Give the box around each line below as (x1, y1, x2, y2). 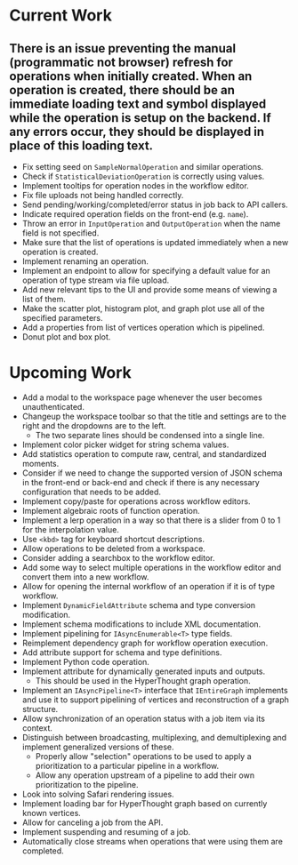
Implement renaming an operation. (21, 256, 149, 267)
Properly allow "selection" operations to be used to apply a (35, 750, 252, 761)
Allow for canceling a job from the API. (21, 817, 164, 828)
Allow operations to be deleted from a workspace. (21, 543, 206, 554)
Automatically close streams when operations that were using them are (21, 836, 283, 846)
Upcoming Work (9, 363, 132, 383)
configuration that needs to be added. (21, 486, 162, 497)
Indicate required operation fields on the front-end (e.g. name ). (21, 209, 249, 219)
